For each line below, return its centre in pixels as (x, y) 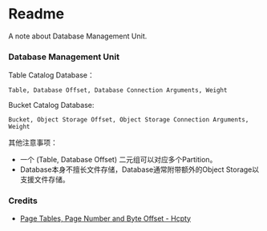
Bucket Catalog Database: (51, 106)
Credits (23, 201)
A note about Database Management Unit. (78, 36)
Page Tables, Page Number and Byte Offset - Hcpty (105, 218)
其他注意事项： (33, 143)
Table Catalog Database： (51, 75)
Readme (36, 14)
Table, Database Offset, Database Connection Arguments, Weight (118, 90)
